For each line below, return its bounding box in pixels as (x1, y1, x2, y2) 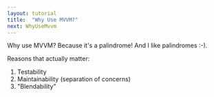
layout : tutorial (7, 10, 57, 17)
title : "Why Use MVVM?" (7, 16, 78, 23)
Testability (17, 68, 47, 76)
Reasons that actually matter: (7, 55, 90, 63)
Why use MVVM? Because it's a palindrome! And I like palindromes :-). (7, 42, 208, 50)
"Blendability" (17, 83, 56, 91)
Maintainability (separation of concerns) (17, 75, 131, 83)
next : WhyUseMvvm (7, 23, 57, 29)
